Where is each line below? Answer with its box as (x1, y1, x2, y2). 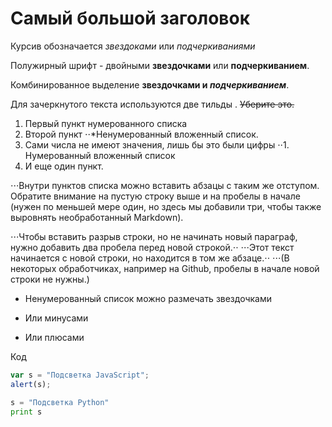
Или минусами (24, 312, 89, 324)
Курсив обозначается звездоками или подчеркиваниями (10, 40, 256, 52)
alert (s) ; (10, 379, 52, 389)
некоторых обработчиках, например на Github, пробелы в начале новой (10, 262, 320, 274)
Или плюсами (24, 331, 85, 343)
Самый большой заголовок (10, 7, 251, 30)
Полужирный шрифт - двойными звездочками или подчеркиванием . (10, 59, 310, 71)
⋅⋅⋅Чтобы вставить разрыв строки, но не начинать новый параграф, (10, 230, 298, 242)
